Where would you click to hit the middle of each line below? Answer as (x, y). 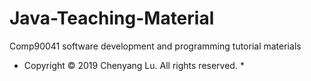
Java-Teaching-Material (112, 18)
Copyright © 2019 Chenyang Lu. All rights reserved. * (134, 65)
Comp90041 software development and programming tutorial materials (155, 46)
